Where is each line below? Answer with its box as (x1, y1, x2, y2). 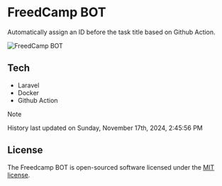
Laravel (17, 81, 40, 89)
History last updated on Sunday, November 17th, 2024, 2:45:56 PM (7, 124, 204, 132)
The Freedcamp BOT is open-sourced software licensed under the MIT (7, 163, 215, 171)
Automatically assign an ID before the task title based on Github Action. (7, 28, 216, 36)
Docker (17, 88, 40, 97)
